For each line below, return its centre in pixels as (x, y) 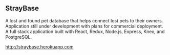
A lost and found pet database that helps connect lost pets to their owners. (84, 20)
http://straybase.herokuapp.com (39, 47)
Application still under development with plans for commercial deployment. (84, 26)
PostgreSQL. (19, 37)
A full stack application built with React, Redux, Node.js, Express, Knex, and (85, 31)
